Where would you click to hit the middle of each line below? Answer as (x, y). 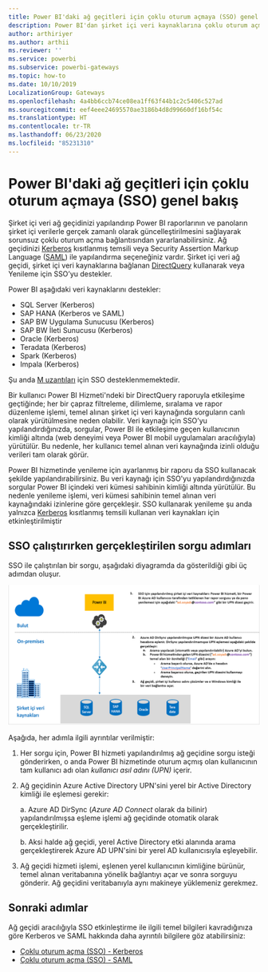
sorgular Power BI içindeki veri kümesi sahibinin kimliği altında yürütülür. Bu (132, 486)
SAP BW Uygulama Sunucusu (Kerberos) (87, 321)
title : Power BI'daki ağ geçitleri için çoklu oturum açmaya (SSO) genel (134, 17)
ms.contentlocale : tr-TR (49, 127)
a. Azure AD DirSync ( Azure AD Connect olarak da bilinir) (113, 810)
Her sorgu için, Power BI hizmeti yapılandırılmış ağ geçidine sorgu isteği (137, 753)
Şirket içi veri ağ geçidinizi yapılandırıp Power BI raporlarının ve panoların (128, 223)
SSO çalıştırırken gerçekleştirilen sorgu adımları (130, 546)
